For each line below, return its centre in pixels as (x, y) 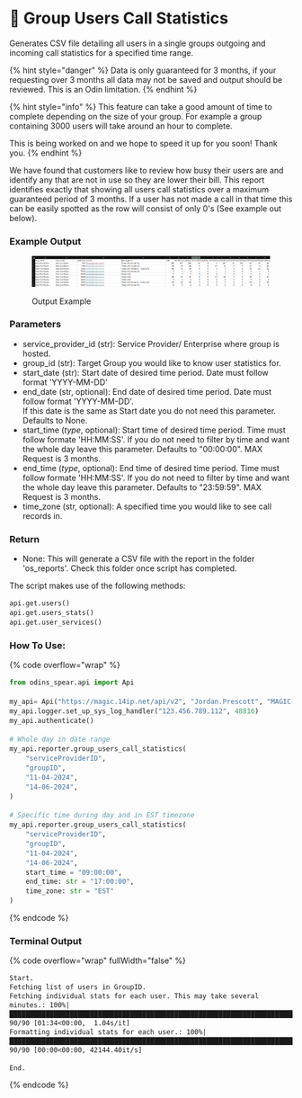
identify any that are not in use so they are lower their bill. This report (137, 180)
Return (25, 539)
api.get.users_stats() (52, 612)
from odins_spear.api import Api (72, 683)
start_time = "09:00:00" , (74, 872)
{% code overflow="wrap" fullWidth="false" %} (98, 960)
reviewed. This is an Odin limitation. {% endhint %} (103, 89)
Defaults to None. (55, 420)
